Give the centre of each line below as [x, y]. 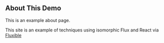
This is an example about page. [38, 20]
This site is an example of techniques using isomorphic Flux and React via [82, 30]
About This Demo [33, 8]
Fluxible [13, 35]
